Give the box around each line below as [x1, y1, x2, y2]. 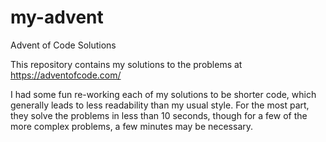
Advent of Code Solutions [10, 39, 117, 51]
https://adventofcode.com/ [10, 69, 122, 81]
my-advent [10, 6, 104, 29]
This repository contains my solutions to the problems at [10, 58, 243, 70]
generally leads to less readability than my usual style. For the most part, [10, 99, 310, 111]
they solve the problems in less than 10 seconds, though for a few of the [10, 109, 308, 121]
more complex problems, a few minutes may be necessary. [10, 120, 254, 132]
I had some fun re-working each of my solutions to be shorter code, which [10, 88, 317, 100]
